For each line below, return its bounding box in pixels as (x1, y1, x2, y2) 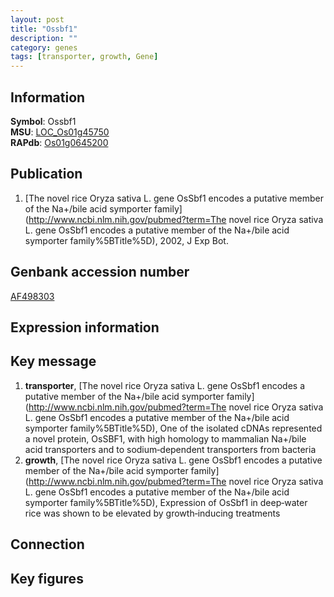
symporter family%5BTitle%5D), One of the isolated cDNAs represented (24, 422, 323, 434)
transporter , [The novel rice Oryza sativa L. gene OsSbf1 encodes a (24, 379, 306, 391)
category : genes (10, 42, 78, 53)
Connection (10, 536, 85, 553)
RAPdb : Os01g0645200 (10, 136, 109, 148)
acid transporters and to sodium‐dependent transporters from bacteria (24, 443, 317, 455)
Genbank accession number (10, 264, 190, 281)
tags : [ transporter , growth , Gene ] (10, 52, 159, 62)
